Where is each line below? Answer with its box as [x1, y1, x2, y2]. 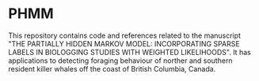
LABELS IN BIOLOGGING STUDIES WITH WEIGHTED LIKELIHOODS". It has [8, 47, 251, 57]
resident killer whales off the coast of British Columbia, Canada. [8, 64, 216, 73]
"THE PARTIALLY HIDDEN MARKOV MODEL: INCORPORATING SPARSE [8, 39, 240, 48]
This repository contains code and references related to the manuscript [8, 31, 242, 40]
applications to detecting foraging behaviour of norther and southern [8, 56, 233, 65]
